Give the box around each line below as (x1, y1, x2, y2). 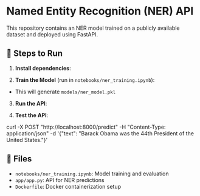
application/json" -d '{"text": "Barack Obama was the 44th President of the (6, 129, 195, 137)
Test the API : (15, 111, 49, 119)
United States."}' (6, 136, 48, 143)
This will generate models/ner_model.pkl (15, 88, 116, 95)
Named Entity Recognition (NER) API (6, 4, 194, 18)
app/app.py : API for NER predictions (15, 176, 105, 183)
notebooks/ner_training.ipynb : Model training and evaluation (15, 170, 169, 177)
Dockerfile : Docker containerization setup (15, 183, 122, 190)
